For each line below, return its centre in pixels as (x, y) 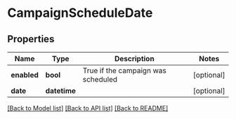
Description (135, 59)
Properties (31, 39)
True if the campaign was (124, 70)
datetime (60, 91)
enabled (25, 75)
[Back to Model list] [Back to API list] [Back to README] (88, 108)
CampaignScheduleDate (80, 13)
